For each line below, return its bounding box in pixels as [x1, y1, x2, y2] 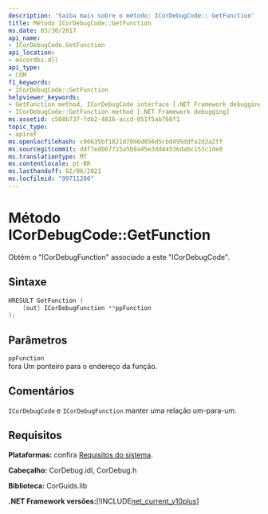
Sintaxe [8, 276, 47, 289]
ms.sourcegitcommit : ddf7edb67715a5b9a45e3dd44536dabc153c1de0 [8, 145, 223, 153]
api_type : [8, 64, 41, 72]
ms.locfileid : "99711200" [8, 175, 94, 183]
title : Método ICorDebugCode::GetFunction [8, 19, 152, 27]
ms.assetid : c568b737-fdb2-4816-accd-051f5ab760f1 [8, 116, 180, 124]
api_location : [8, 49, 56, 57]
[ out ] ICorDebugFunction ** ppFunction [22, 304, 152, 312]
